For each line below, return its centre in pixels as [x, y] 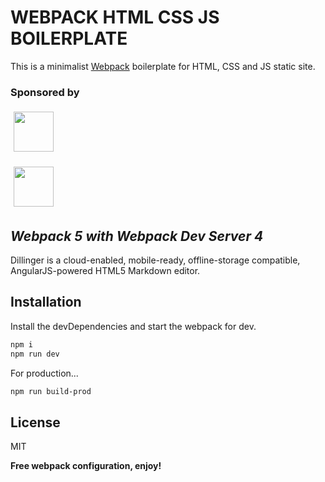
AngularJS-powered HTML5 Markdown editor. [105, 271]
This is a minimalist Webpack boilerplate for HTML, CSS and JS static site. [163, 66]
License [35, 422]
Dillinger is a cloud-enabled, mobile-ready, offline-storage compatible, [155, 260]
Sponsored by [45, 92]
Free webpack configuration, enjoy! [86, 466]
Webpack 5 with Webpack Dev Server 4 [137, 236]
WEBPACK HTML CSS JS [115, 17]
